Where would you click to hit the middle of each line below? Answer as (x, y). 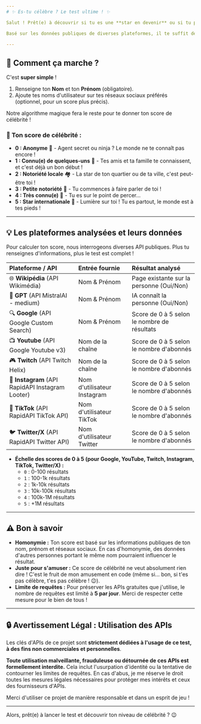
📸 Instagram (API (33, 380)
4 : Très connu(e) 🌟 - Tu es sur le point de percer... (78, 195)
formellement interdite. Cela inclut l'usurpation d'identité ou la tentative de (99, 666)
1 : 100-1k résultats (47, 478)
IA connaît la (149, 295)
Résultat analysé (156, 269)
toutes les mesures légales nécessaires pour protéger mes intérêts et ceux (98, 679)
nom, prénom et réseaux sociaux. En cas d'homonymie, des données (100, 549)
